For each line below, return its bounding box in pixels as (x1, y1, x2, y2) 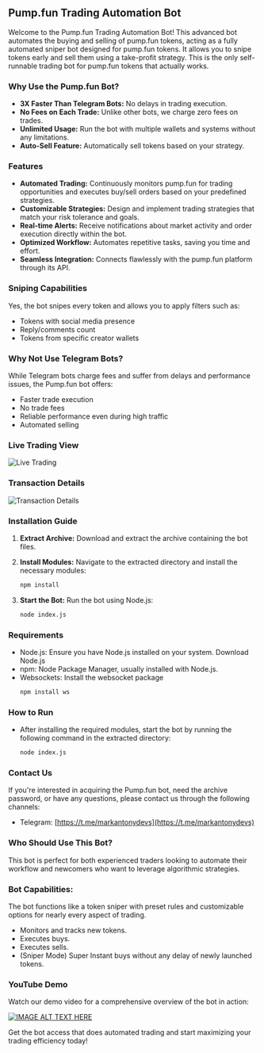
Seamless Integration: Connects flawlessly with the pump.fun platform (19, 255, 253, 264)
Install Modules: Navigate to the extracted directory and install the (19, 557, 238, 566)
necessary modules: (19, 565, 86, 575)
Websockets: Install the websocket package (19, 672, 164, 682)
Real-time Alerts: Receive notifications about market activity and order (19, 221, 252, 231)
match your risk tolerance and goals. (19, 213, 140, 222)
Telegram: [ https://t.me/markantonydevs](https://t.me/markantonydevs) (19, 818, 255, 827)
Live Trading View (8, 439, 79, 450)
